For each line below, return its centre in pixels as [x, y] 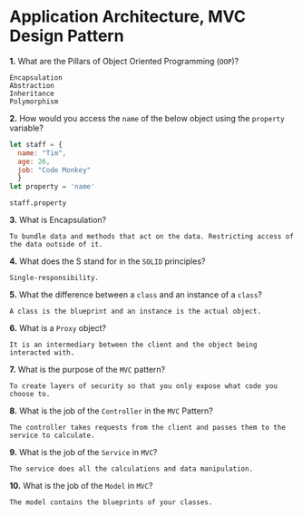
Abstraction [32, 85]
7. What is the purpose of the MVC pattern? [88, 370]
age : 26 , [34, 161]
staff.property [38, 203]
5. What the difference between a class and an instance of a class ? [136, 295]
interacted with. [42, 353]
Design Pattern [67, 36]
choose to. [30, 394]
